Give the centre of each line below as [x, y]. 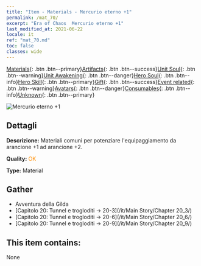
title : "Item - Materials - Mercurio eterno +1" [69, 12]
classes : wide [24, 52]
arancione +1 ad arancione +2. [44, 147]
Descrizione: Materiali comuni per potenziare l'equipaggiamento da [91, 140]
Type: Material [25, 170]
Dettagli [22, 126]
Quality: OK [21, 158]
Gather [20, 189]
